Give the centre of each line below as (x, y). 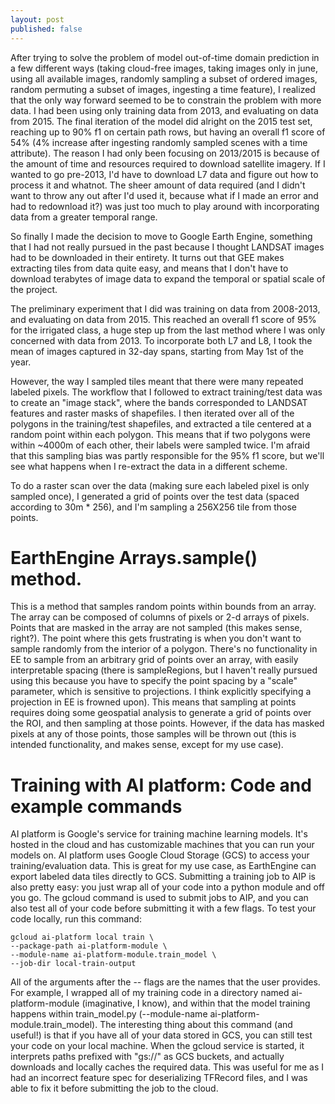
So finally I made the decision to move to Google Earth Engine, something (161, 236)
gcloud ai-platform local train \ (82, 937)
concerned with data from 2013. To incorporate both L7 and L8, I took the (161, 340)
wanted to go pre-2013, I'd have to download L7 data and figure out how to (164, 174)
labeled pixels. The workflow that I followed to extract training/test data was (166, 392)
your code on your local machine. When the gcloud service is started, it (157, 1046)
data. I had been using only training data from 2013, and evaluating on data (164, 110)
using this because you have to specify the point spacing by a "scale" (154, 681)
